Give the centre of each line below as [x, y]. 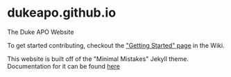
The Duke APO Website [41, 32]
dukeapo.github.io [62, 13]
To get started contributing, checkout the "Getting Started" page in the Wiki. [116, 45]
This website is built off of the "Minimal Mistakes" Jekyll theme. [98, 59]
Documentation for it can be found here [63, 66]
